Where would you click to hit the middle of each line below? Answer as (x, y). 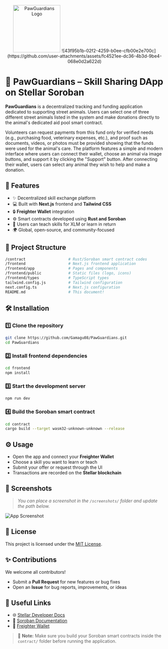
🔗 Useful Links (28, 603)
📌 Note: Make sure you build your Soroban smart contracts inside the (90, 636)
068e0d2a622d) (85, 61)
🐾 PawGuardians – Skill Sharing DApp (84, 82)
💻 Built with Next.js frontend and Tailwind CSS (62, 204)
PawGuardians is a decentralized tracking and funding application (74, 106)
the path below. (34, 506)
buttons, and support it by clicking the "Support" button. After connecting (81, 159)
